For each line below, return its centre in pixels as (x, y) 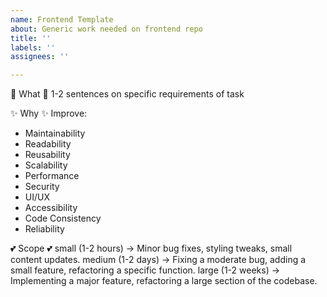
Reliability (44, 229)
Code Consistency (63, 218)
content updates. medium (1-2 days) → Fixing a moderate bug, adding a (158, 260)
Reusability (47, 155)
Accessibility (51, 208)
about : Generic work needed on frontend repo (106, 29)
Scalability (46, 165)
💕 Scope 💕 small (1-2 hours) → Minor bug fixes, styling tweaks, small (151, 248)
